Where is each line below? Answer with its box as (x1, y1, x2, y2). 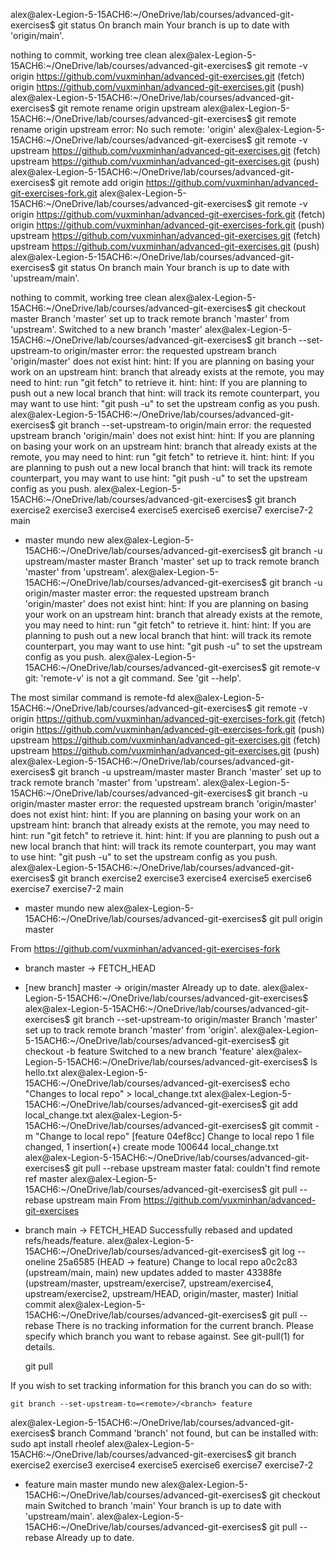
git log (269, 1245, 296, 1257)
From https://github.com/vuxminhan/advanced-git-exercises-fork (10, 943, 281, 954)
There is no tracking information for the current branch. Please (56, 1320, 314, 1331)
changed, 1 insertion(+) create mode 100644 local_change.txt (24, 1141, 279, 1153)
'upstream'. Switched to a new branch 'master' (10, 324, 203, 335)
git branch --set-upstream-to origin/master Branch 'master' (72, 1014, 318, 1025)
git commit (269, 1120, 313, 1131)
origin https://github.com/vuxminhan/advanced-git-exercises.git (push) (10, 81, 305, 93)
